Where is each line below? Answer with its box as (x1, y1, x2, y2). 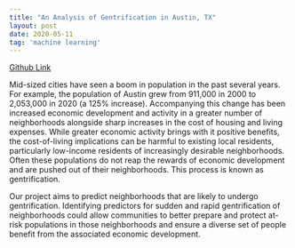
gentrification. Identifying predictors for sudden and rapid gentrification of (9, 201, 281, 212)
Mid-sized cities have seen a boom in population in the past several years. (9, 79, 282, 90)
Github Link (9, 62, 52, 73)
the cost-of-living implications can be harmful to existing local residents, (9, 136, 275, 147)
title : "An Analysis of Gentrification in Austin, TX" (9, 12, 217, 22)
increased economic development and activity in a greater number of (9, 108, 263, 118)
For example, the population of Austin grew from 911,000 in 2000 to (9, 89, 256, 100)
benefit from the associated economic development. (9, 228, 202, 240)
